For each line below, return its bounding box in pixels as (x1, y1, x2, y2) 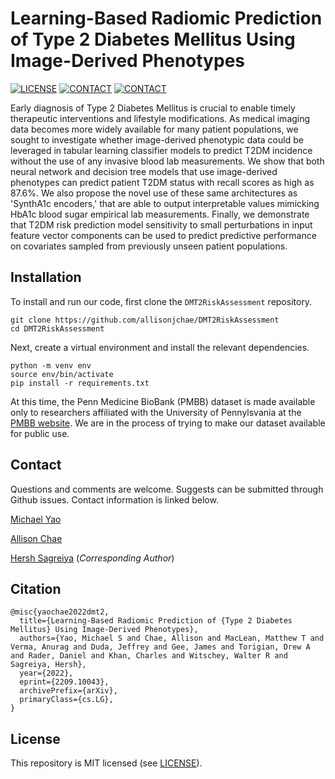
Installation (10, 269, 82, 286)
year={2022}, (19, 668, 74, 679)
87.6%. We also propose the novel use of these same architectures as (10, 187, 298, 199)
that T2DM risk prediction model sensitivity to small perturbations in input (10, 218, 313, 231)
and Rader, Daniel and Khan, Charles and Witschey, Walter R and (10, 651, 288, 661)
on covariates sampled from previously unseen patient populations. (10, 240, 288, 252)
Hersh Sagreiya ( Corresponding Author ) (10, 552, 175, 564)
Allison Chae (10, 532, 63, 544)
